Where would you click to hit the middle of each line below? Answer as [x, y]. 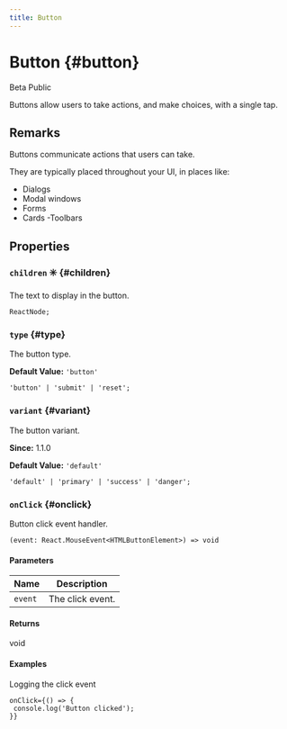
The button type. [40, 354]
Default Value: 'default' [56, 465]
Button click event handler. [58, 524]
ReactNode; [30, 312]
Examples [28, 663]
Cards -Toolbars [52, 218]
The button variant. [45, 430]
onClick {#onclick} [51, 504]
